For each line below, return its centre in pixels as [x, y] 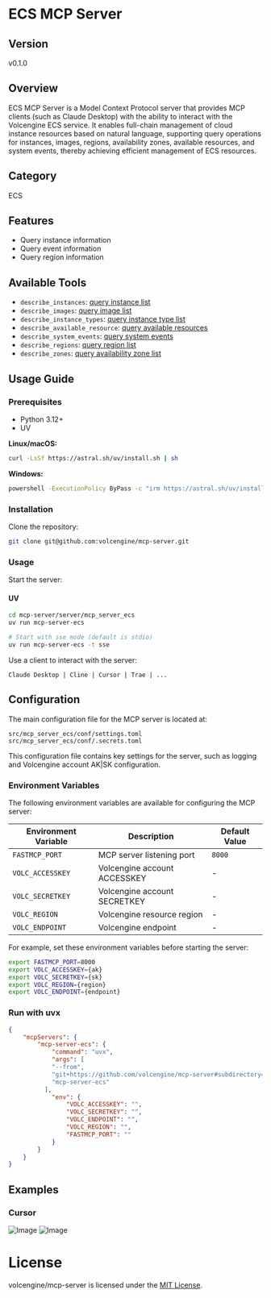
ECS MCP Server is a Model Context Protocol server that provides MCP [127, 108]
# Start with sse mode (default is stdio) [81, 638]
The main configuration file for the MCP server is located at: [108, 719]
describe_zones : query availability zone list [90, 354]
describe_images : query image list [76, 310]
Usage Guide [42, 379]
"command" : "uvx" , [82, 1052]
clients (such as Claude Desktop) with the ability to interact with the [121, 116]
